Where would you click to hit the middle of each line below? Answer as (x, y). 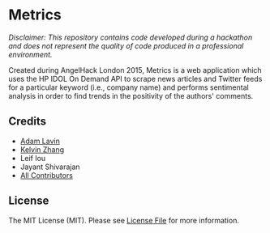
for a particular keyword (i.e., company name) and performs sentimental (129, 87)
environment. (30, 54)
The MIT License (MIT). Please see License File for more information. (124, 220)
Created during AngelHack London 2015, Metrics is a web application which (135, 70)
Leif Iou (33, 158)
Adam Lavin (40, 141)
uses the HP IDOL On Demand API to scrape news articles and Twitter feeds (135, 78)
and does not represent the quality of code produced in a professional (126, 45)
